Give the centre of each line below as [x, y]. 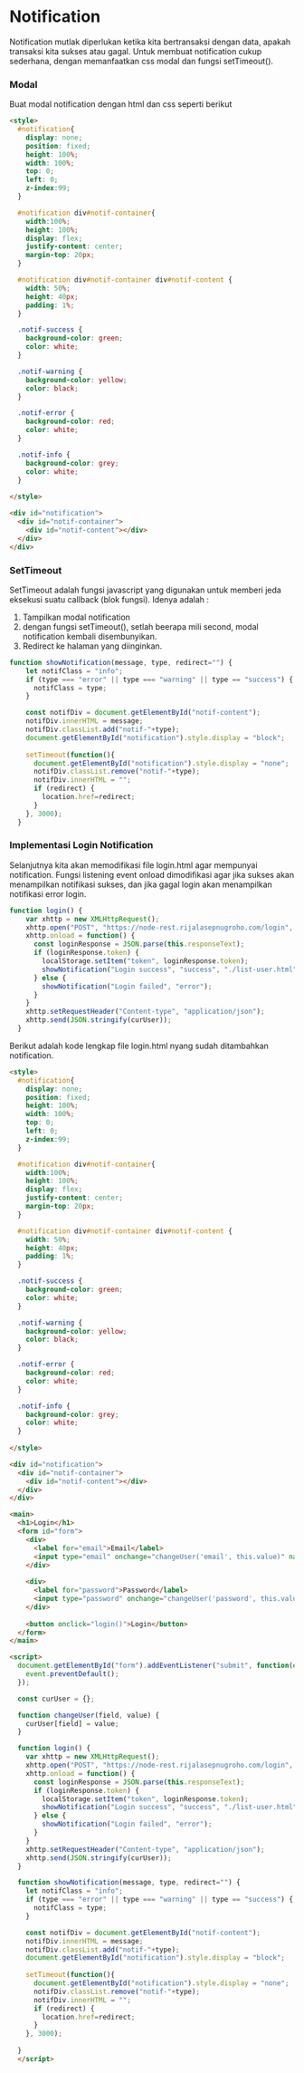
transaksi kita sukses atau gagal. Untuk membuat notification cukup [136, 51]
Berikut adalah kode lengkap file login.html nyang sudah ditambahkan [139, 1046]
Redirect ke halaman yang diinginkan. [92, 646]
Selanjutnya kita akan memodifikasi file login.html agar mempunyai [133, 865]
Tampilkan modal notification [76, 617]
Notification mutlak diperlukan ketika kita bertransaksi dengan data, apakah [150, 42]
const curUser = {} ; [56, 1699]
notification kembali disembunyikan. [90, 636]
